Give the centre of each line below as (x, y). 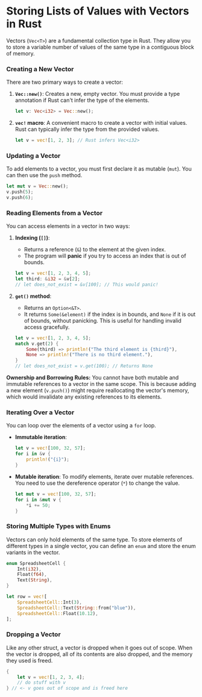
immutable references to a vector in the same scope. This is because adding (101, 384)
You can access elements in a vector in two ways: (68, 226)
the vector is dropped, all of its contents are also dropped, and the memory (99, 654)
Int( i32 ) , (30, 569)
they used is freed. (30, 660)
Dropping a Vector (34, 634)
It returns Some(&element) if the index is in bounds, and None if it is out (110, 314)
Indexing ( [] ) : (32, 238)
